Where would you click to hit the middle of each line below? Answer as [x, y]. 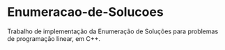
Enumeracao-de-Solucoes [85, 12]
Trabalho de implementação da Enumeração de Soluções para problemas [113, 31]
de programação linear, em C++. [54, 38]
